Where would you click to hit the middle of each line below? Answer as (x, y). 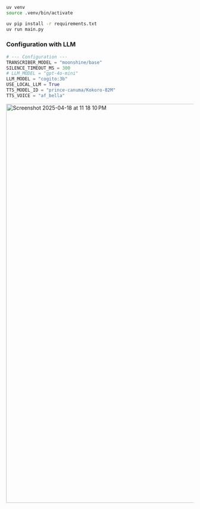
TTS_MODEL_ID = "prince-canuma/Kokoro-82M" (61, 90)
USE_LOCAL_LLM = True (33, 85)
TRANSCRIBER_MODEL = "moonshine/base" (54, 62)
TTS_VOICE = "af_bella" (36, 95)
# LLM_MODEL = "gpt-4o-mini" (42, 73)
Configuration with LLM (41, 45)
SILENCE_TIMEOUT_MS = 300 (38, 68)
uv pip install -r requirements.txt (51, 24)
